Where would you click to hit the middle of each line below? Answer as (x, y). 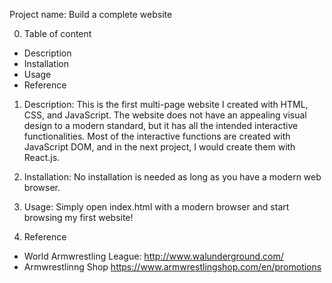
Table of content (57, 33)
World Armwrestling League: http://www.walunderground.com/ (153, 256)
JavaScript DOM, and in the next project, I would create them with (159, 147)
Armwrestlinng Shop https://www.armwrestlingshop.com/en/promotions (172, 267)
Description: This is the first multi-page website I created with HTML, (166, 104)
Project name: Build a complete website (91, 14)
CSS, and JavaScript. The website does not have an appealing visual (165, 115)
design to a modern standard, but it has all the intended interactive (161, 125)
